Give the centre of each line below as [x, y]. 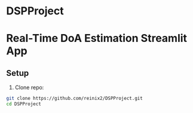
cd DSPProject [24, 104]
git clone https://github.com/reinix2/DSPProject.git [75, 99]
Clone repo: [29, 87]
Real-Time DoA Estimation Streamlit [96, 39]
